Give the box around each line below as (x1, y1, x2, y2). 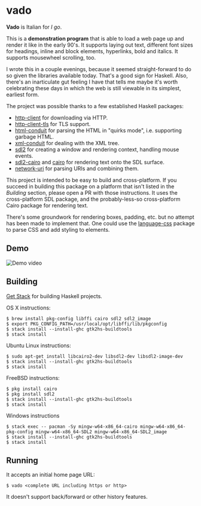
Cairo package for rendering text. (6, 201, 89, 209)
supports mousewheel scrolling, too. (6, 54, 96, 61)
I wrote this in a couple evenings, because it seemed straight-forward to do (6, 65, 191, 72)
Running (6, 455, 39, 465)
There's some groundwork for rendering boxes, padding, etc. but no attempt (6, 213, 194, 220)
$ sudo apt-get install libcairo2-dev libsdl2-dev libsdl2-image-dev (6, 353, 184, 359)
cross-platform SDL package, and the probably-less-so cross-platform (6, 195, 181, 203)
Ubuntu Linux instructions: (6, 342, 72, 349)
